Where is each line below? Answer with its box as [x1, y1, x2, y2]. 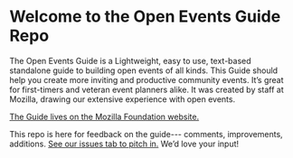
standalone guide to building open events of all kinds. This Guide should [9, 65, 279, 76]
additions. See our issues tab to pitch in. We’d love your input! [9, 138, 240, 149]
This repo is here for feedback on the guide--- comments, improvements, [9, 128, 283, 139]
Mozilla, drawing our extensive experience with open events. [9, 93, 236, 105]
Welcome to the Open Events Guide [9, 6, 281, 27]
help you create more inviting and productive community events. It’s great [9, 74, 284, 85]
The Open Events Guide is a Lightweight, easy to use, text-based [9, 55, 251, 66]
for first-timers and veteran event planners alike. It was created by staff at [9, 84, 285, 95]
